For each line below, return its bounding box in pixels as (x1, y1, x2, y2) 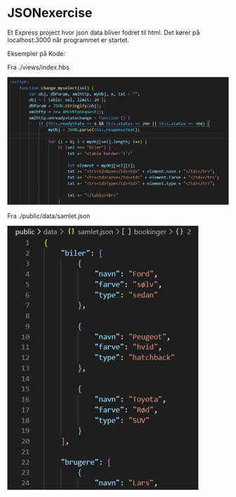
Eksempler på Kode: (7, 49, 65, 58)
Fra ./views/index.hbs (7, 63, 70, 71)
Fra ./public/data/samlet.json (7, 211, 91, 220)
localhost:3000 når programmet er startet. (7, 35, 130, 44)
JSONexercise (7, 5, 93, 21)
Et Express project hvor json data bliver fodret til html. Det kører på (7, 28, 200, 37)
